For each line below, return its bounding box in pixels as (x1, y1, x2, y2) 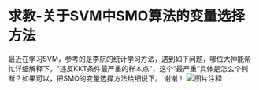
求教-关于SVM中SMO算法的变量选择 (8, 7, 246, 25)
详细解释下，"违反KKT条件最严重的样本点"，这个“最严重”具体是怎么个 (14, 63, 242, 73)
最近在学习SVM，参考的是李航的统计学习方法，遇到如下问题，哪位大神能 (8, 54, 245, 63)
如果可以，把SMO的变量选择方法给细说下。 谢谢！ (21, 74, 185, 83)
